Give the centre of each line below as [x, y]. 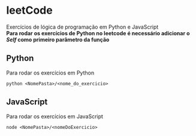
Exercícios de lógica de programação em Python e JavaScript [82, 27]
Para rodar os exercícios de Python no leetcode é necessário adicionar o [98, 33]
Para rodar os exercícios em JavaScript [55, 116]
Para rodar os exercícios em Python [50, 73]
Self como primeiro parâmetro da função [58, 39]
